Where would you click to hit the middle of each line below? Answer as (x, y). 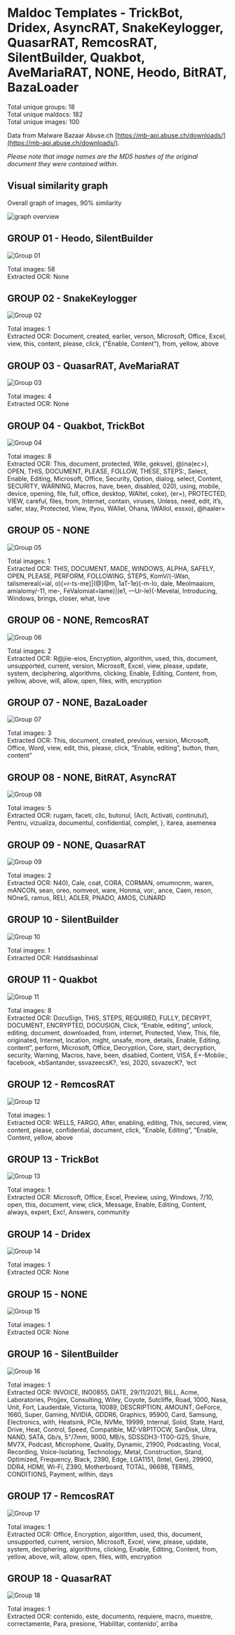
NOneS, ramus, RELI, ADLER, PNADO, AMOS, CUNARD (87, 898)
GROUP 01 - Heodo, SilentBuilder (80, 239)
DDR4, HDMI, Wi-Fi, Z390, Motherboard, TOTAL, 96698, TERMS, (101, 1467)
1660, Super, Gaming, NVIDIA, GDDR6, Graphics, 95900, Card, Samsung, (113, 1414)
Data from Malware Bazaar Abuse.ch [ (62, 135)
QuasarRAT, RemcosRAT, (82, 43)
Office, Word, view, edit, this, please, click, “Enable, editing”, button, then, (113, 748)
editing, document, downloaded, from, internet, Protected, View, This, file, (114, 1032)
